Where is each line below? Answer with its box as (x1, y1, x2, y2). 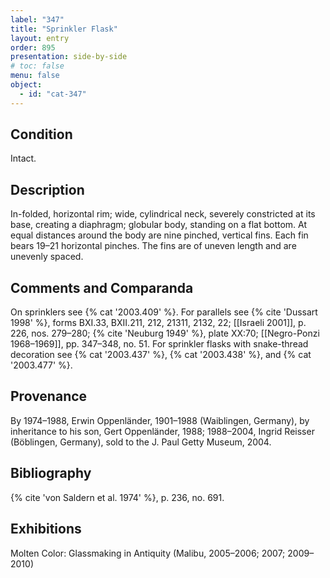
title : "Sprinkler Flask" (10, 24, 118, 34)
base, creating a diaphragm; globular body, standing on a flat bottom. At (10, 219, 308, 231)
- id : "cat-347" (19, 89, 87, 99)
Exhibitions (10, 521, 82, 538)
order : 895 (10, 42, 56, 53)
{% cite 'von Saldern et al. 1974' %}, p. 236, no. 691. (10, 491, 225, 503)
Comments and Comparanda (10, 279, 194, 296)
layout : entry (10, 33, 70, 43)
